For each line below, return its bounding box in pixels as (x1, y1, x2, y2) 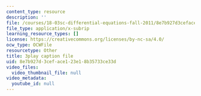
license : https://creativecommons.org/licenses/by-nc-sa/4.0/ (6, 36, 165, 42)
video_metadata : (6, 75, 47, 81)
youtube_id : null (11, 81, 55, 87)
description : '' (6, 14, 47, 20)
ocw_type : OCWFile (6, 42, 52, 48)
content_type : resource (6, 8, 66, 15)
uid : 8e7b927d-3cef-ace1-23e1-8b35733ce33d (6, 58, 117, 64)
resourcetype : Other (6, 48, 58, 54)
